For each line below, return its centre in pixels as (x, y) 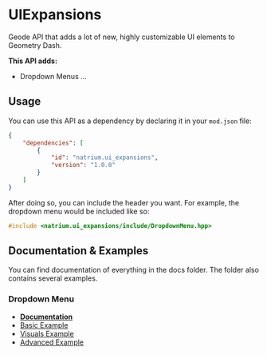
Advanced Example (52, 342)
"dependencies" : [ (53, 143)
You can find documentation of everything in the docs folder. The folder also (133, 270)
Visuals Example (47, 333)
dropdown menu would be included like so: (79, 211)
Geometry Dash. (35, 45)
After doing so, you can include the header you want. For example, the (124, 202)
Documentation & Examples (79, 251)
